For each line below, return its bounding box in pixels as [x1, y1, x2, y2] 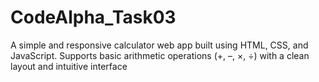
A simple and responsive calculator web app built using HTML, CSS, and [10, 39, 309, 51]
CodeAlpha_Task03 [10, 6, 177, 29]
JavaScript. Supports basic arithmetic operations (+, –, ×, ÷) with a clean [10, 49, 310, 61]
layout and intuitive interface [10, 60, 128, 72]
